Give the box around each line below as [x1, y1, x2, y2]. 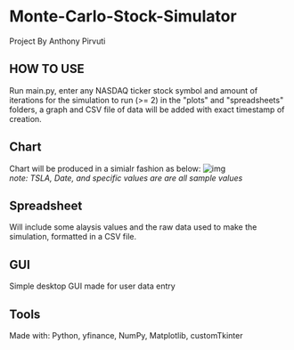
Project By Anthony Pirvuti [9, 36, 106, 46]
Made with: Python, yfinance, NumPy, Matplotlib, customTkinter [9, 330, 243, 340]
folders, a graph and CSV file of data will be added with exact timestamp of [9, 104, 285, 115]
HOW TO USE [9, 61, 85, 77]
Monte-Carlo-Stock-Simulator [9, 6, 238, 27]
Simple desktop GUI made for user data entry [9, 281, 176, 291]
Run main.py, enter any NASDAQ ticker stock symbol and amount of [9, 85, 258, 95]
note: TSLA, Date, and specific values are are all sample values [9, 172, 243, 183]
